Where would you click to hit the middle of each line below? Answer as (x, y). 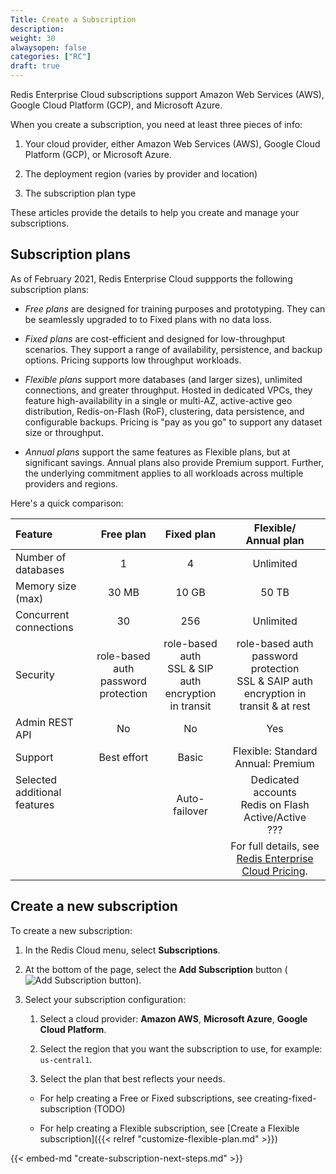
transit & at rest (275, 706)
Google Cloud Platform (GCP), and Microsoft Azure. (116, 105)
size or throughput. (64, 432)
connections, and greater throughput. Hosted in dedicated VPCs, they (168, 390)
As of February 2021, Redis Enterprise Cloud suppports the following (151, 278)
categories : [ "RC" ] (51, 57)
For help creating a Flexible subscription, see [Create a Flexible (169, 1128)
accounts (275, 792)
